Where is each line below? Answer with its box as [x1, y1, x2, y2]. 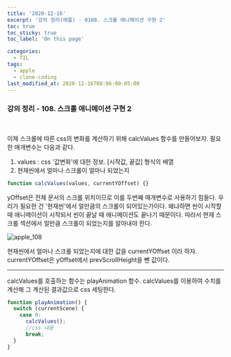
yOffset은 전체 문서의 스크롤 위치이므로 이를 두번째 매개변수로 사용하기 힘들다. [7, 193, 217, 202]
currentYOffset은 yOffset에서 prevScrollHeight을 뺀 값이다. [7, 255, 170, 263]
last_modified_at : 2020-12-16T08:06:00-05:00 [7, 80, 140, 87]
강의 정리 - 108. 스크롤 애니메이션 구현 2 [7, 104, 132, 113]
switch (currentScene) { [13, 305, 85, 312]
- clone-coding [13, 74, 57, 80]
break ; [25, 331, 45, 338]
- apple [13, 67, 36, 74]
